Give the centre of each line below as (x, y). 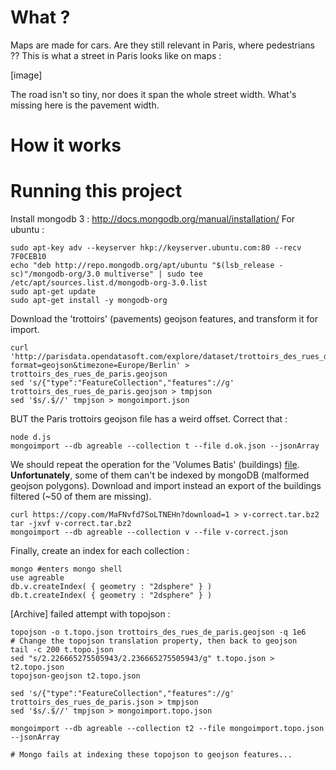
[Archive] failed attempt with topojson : (90, 614)
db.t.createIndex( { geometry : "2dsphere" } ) (111, 596)
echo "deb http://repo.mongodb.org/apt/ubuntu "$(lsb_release (142, 266)
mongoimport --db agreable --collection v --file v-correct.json (149, 532)
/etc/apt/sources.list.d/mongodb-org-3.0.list (109, 283)
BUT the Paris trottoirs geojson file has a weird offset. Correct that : (149, 419)
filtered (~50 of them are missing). (81, 497)
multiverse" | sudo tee (153, 274)
